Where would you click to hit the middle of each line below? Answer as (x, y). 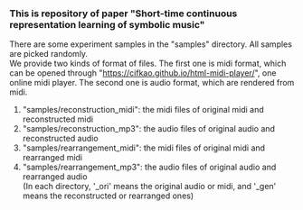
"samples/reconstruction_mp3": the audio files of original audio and (149, 129)
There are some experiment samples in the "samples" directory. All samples (151, 44)
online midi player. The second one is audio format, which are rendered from (152, 83)
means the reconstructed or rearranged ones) (108, 196)
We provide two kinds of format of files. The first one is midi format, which (148, 64)
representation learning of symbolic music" (107, 24)
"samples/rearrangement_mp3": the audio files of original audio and (149, 167)
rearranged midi (52, 158)
